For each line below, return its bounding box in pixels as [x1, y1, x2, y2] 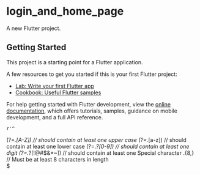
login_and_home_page [6, 4, 124, 18]
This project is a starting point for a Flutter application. [6, 58, 143, 65]
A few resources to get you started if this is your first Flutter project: [6, 70, 177, 78]
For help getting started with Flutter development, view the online [6, 100, 171, 108]
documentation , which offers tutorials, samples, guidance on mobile [6, 107, 177, 114]
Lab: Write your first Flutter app [15, 82, 95, 89]
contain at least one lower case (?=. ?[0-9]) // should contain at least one [6, 143, 190, 150]
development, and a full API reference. [6, 113, 103, 121]
